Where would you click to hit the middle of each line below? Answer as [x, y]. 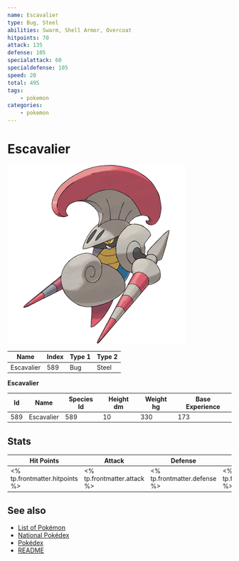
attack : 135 [25, 45]
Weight [156, 399]
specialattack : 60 [34, 61]
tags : [15, 90]
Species [81, 399]
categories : [25, 106]
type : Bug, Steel [33, 22]
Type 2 [107, 357]
